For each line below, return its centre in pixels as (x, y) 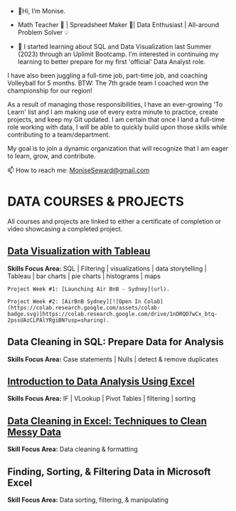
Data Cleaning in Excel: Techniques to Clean (107, 421)
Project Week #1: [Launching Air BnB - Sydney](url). (89, 289)
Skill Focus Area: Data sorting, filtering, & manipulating (88, 500)
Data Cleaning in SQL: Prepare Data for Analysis (116, 342)
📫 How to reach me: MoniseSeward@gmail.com (79, 170)
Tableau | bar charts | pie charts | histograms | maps (84, 276)
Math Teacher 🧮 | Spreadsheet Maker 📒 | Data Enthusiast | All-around (118, 25)
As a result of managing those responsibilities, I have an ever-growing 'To (115, 104)
